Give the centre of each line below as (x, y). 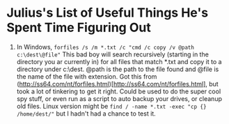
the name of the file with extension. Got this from (87, 76)
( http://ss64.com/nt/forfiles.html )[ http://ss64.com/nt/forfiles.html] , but (117, 84)
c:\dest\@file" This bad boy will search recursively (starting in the (113, 54)
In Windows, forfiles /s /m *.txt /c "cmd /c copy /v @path (105, 47)
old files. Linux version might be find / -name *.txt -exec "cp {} (111, 106)
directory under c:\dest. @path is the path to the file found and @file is (118, 69)
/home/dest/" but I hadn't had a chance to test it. (86, 114)
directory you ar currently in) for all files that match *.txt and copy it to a (119, 61)
